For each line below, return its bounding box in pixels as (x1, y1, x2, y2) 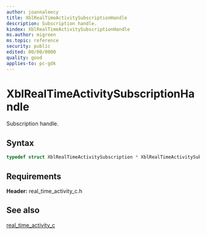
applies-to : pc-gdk (6, 60, 56, 66)
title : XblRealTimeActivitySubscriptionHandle (6, 15, 128, 21)
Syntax (6, 137, 34, 148)
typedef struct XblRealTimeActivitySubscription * (6, 154, 139, 160)
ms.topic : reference (6, 37, 59, 44)
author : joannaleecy (6, 9, 59, 15)
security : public (6, 44, 51, 50)
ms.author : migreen (6, 32, 56, 38)
